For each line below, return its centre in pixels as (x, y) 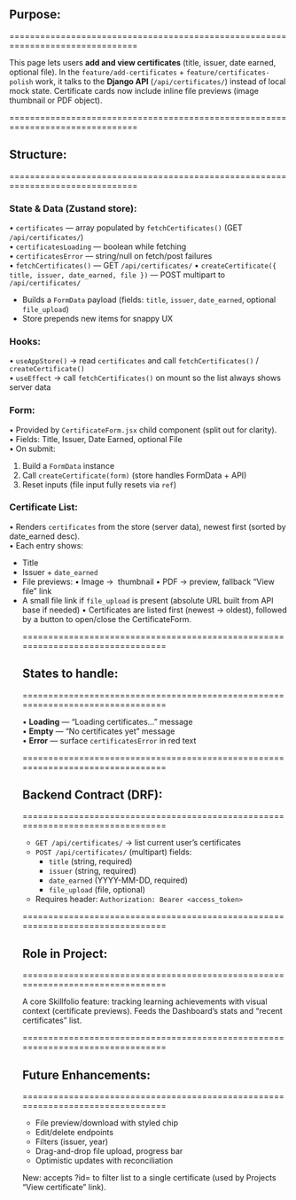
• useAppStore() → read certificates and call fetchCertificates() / (134, 361)
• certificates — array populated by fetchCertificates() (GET (126, 227)
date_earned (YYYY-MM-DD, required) (118, 880)
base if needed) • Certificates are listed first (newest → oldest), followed (154, 610)
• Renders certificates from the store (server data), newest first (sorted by (148, 526)
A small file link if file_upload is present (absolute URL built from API (148, 600)
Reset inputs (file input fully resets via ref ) (99, 484)
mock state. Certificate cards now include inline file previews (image (134, 90)
